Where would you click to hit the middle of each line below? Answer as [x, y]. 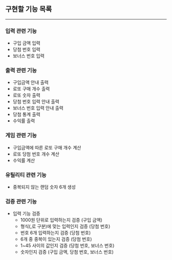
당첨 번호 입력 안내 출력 [36, 102]
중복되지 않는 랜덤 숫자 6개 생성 [44, 187]
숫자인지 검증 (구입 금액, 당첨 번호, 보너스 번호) [67, 252]
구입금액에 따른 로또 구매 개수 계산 [47, 147]
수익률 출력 [24, 121]
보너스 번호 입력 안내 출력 [38, 108]
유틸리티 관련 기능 [26, 175]
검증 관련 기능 [21, 201]
